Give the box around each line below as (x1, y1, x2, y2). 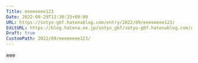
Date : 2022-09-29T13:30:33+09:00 (6, 14, 88, 20)
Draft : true (6, 30, 35, 36)
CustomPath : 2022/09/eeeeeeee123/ (6, 36, 91, 41)
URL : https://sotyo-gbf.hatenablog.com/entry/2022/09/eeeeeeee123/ (6, 19, 176, 25)
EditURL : (6, 24, 28, 31)
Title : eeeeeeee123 (6, 8, 54, 15)
